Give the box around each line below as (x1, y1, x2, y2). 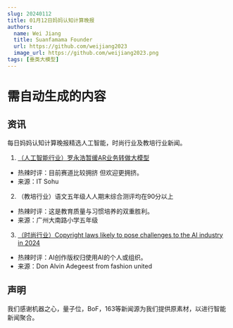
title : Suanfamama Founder (13, 37, 93, 44)
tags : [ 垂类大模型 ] (7, 56, 59, 63)
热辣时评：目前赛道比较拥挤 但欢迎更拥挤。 (17, 168, 143, 176)
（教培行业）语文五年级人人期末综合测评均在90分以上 (17, 192, 174, 200)
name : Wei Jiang (13, 29, 61, 37)
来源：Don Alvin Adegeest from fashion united (17, 261, 153, 270)
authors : (7, 23, 33, 30)
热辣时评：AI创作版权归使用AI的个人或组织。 (17, 253, 147, 261)
